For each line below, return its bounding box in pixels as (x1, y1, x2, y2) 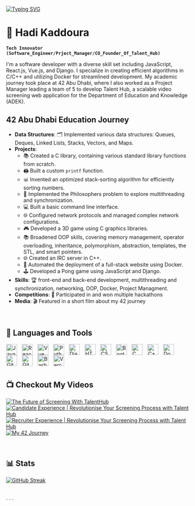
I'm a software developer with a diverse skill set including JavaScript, (6, 60, 173, 67)
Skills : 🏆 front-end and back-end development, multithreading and (14, 276, 177, 283)
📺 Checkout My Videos (6, 380, 93, 390)
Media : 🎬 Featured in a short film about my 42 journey (14, 297, 146, 304)
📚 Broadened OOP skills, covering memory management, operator (23, 233, 184, 240)
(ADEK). (6, 98, 25, 105)
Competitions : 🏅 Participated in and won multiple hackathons (14, 291, 163, 298)
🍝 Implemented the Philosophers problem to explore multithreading (23, 190, 185, 197)
